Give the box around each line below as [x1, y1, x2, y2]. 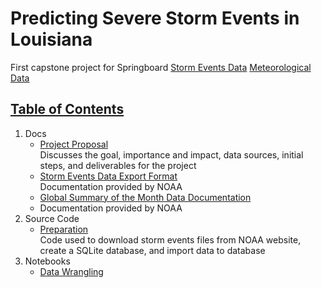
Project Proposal [39, 138, 109, 150]
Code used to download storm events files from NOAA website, [39, 233, 302, 246]
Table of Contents [10, 101, 125, 118]
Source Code [24, 212, 80, 224]
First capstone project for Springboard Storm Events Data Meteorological [10, 61, 312, 73]
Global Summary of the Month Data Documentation [39, 191, 252, 203]
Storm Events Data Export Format [39, 170, 178, 182]
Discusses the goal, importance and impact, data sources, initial [39, 148, 304, 161]
